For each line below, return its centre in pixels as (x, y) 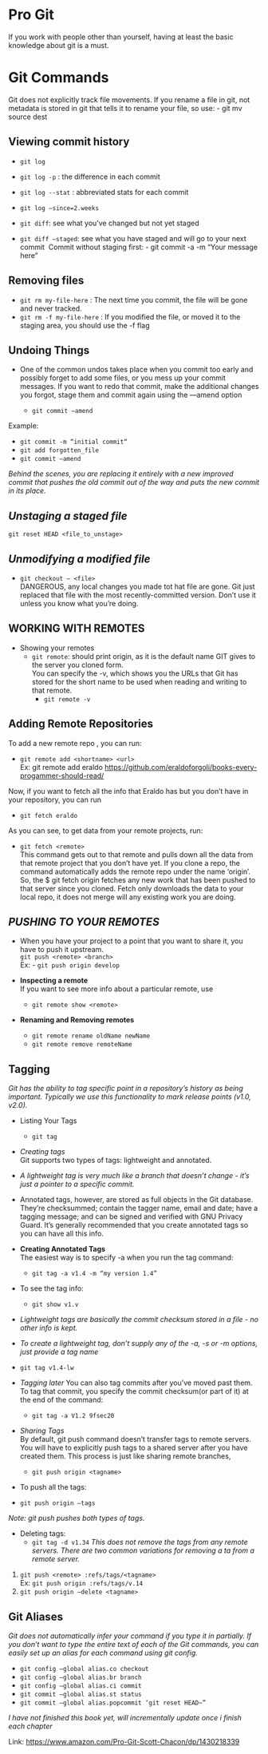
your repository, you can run (55, 800)
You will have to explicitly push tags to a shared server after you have (134, 1448)
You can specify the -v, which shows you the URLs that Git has (135, 673)
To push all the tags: (53, 1487)
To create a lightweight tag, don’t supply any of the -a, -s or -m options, (138, 1343)
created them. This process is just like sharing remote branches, (125, 1456)
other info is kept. (49, 1328)
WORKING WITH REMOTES (77, 629)
